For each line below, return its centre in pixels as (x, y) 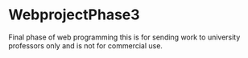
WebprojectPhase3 (74, 15)
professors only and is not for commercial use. (86, 45)
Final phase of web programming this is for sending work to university (124, 37)
